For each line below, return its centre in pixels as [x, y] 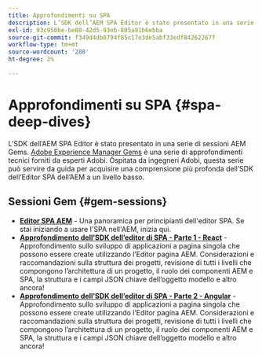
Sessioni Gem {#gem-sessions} [87, 202]
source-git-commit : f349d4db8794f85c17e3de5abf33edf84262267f [112, 37]
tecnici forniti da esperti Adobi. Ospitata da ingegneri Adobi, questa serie [126, 160]
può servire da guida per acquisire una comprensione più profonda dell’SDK [131, 168]
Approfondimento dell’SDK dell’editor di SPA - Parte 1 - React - [123, 237]
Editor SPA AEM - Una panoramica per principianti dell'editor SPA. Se [132, 220]
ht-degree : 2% [31, 60]
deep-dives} [50, 122]
